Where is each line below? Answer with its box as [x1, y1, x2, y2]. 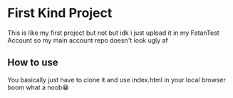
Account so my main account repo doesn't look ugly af [7, 36, 169, 44]
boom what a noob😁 [7, 83, 69, 92]
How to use [7, 57, 58, 69]
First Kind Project [7, 5, 113, 21]
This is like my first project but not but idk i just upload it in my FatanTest [7, 28, 219, 37]
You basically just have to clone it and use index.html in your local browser [7, 75, 226, 84]
